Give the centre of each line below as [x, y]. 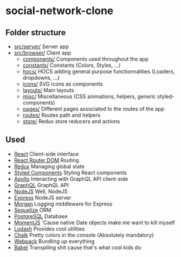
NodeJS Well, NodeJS [41, 191]
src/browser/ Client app [42, 53]
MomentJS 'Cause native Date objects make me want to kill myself [94, 222]
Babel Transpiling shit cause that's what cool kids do [77, 247]
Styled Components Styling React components [70, 173]
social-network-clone [59, 11]
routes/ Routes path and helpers [62, 115]
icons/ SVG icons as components [63, 84]
